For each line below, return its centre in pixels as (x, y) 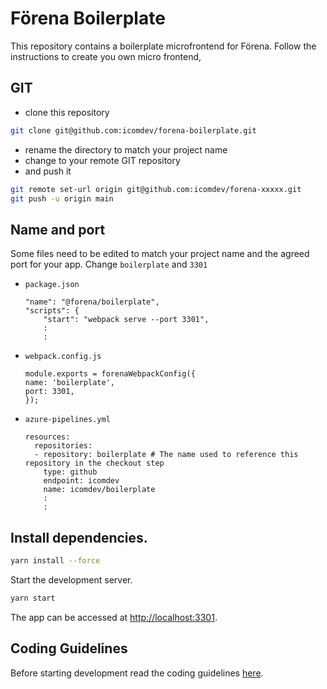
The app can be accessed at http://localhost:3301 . (114, 617)
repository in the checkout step (94, 463)
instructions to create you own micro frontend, (106, 56)
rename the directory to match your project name (126, 149)
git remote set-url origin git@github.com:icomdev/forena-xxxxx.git (156, 189)
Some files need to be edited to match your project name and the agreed (160, 254)
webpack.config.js (63, 357)
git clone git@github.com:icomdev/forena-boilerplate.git (133, 130)
